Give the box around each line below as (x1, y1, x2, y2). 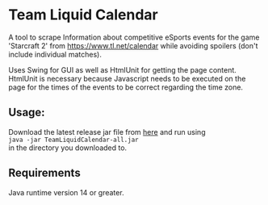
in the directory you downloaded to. (8, 143, 128, 153)
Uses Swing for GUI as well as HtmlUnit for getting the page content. (8, 65, 237, 74)
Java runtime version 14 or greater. (8, 187, 124, 197)
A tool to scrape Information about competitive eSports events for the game (8, 32, 260, 42)
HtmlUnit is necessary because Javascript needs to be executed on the (8, 73, 246, 83)
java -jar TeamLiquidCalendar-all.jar (8, 136, 139, 144)
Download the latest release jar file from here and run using (8, 127, 206, 136)
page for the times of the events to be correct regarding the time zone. (8, 82, 244, 92)
